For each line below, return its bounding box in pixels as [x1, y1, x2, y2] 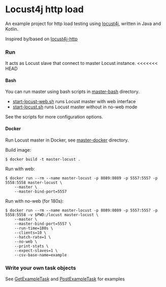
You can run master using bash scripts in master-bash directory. [5, 88, 140, 95]
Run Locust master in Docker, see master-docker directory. [5, 137, 129, 143]
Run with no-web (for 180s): [5, 198, 64, 204]
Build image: [5, 147, 31, 153]
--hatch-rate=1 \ [14, 234, 51, 240]
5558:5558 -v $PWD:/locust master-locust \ [5, 212, 99, 218]
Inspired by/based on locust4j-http [5, 36, 78, 42]
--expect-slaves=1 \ [14, 248, 58, 253]
